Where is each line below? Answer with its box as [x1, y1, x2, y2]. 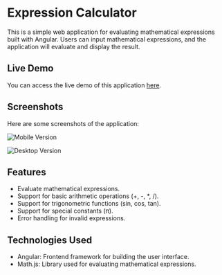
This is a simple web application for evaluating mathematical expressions [7, 28, 216, 36]
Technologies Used [7, 234, 92, 246]
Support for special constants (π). [17, 206, 114, 215]
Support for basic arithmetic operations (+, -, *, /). [17, 192, 159, 200]
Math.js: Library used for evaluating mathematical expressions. [17, 260, 196, 268]
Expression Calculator [7, 5, 137, 21]
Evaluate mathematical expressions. [17, 185, 120, 193]
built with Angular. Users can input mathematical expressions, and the [7, 35, 206, 43]
